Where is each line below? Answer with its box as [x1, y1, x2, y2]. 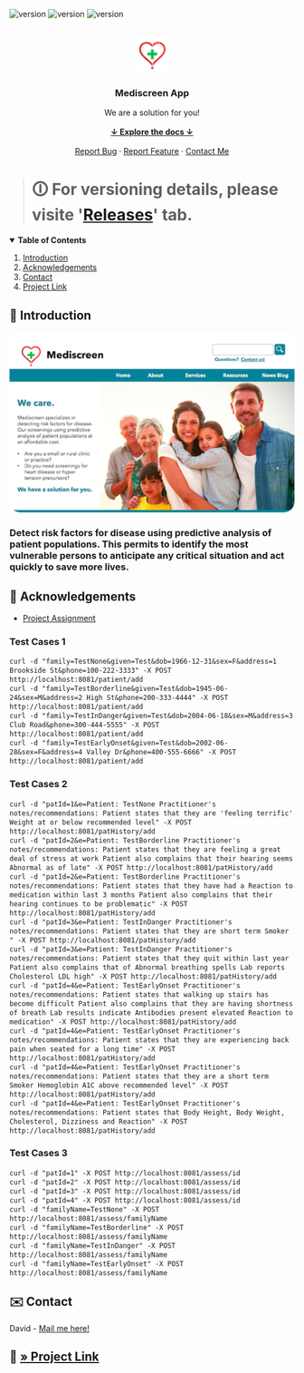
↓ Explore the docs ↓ [110, 127, 194, 138]
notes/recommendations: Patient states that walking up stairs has [9, 989, 270, 999]
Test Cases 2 [9, 778, 68, 791]
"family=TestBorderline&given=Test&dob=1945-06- [42, 685, 229, 694]
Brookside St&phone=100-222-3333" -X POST [9, 667, 172, 676]
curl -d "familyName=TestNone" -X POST [9, 1204, 160, 1214]
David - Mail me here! [9, 1322, 90, 1333]
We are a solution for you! [103, 107, 201, 118]
